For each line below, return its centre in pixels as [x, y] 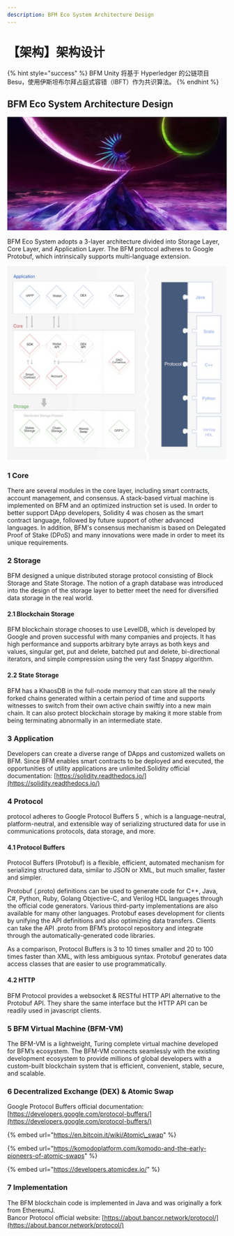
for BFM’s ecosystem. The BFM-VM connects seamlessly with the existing [114, 1051]
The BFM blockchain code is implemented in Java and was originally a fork [115, 1203]
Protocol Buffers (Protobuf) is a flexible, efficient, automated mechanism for [116, 863]
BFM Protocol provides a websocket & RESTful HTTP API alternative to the [114, 995]
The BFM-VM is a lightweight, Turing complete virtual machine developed [113, 1043]
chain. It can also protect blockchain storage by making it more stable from [115, 713]
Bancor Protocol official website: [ [56, 1217]
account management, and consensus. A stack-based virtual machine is [111, 498]
